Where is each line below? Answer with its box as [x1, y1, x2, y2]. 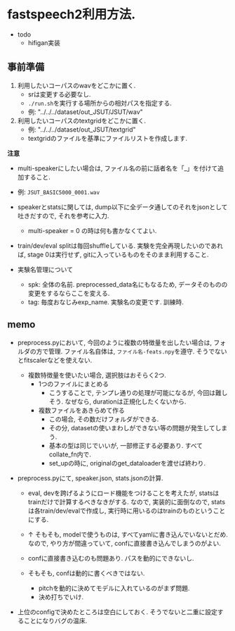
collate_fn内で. [48, 450, 91, 458]
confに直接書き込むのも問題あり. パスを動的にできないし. [27, 554, 194, 562]
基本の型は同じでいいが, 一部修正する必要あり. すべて [48, 441, 203, 449]
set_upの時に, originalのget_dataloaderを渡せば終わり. [48, 458, 206, 467]
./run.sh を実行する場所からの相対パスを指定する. [27, 99, 172, 107]
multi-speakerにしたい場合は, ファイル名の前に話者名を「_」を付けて [17, 163, 218, 173]
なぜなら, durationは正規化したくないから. [65, 397, 187, 406]
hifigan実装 [27, 38, 61, 46]
